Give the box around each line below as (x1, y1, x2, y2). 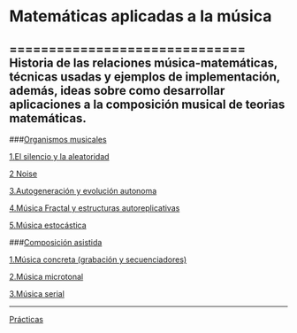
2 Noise (9, 168, 38, 179)
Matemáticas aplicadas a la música (9, 6, 272, 27)
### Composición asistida (9, 237, 103, 247)
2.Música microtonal (9, 272, 84, 282)
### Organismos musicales (9, 135, 108, 144)
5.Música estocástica (9, 220, 87, 230)
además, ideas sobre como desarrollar (9, 82, 225, 98)
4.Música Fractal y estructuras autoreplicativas (9, 203, 180, 213)
